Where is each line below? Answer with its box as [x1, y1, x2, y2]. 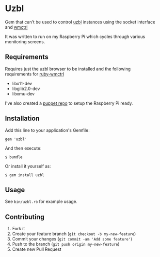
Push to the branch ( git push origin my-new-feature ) [12, 241, 120, 247]
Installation [5, 114, 40, 123]
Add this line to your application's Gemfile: [5, 127, 90, 133]
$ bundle [5, 154, 23, 160]
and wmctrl [5, 24, 28, 30]
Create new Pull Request [12, 246, 62, 252]
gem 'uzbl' [5, 137, 27, 142]
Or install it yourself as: [5, 163, 51, 169]
